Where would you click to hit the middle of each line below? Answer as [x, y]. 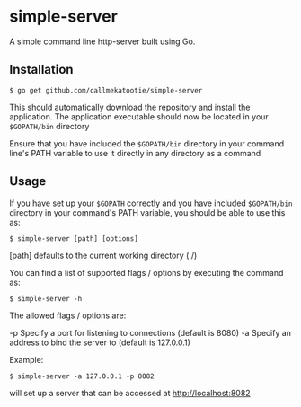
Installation [41, 70]
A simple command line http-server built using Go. [102, 41]
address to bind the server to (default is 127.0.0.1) [100, 342]
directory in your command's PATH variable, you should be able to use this [147, 212]
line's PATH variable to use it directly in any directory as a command [135, 153]
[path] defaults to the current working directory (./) [103, 255]
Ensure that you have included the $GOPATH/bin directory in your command [147, 143]
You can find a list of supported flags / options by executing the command [146, 272]
